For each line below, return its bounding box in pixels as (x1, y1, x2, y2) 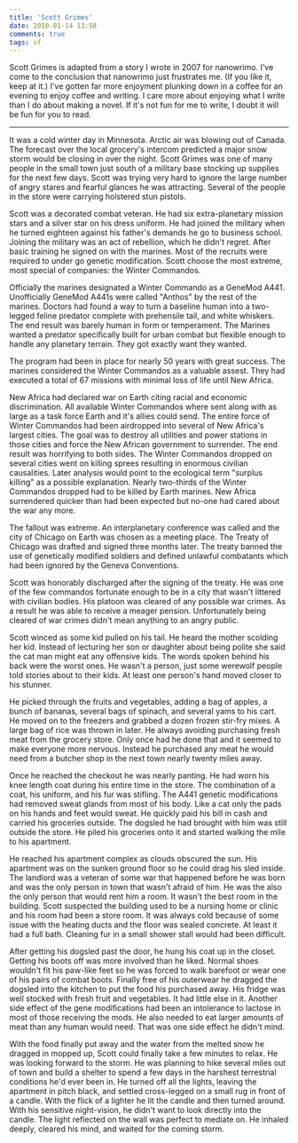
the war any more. (9, 505, 76, 516)
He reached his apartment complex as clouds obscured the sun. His (9, 854, 257, 864)
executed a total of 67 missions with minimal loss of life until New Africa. (9, 374, 274, 386)
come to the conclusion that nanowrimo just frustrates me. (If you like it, (9, 72, 272, 83)
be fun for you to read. (9, 109, 91, 120)
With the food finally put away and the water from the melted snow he (9, 1039, 264, 1050)
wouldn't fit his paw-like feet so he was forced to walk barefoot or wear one (9, 965, 286, 976)
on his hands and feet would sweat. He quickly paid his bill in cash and (9, 808, 268, 819)
